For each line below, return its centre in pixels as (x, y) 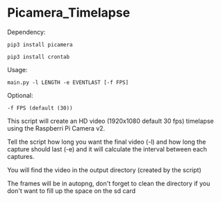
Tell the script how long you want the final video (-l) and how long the (107, 142)
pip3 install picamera (40, 44)
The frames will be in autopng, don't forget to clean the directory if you (109, 183)
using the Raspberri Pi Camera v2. (56, 128)
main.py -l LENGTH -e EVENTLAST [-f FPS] (68, 82)
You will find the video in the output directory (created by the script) (104, 170)
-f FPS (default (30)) (40, 108)
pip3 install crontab (39, 57)
